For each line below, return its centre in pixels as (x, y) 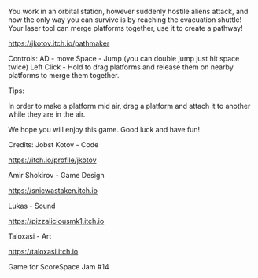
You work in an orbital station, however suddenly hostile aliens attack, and (128, 11)
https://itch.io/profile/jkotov (52, 160)
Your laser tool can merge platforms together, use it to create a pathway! (125, 28)
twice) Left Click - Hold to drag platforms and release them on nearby (121, 67)
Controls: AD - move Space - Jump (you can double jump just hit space (124, 59)
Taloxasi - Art (30, 236)
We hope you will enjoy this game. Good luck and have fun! (104, 130)
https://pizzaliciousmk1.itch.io (56, 221)
